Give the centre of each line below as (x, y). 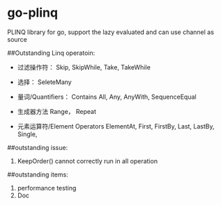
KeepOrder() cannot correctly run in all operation (87, 161)
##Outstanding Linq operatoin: (51, 53)
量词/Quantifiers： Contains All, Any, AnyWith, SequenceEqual (107, 97)
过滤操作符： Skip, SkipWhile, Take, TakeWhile (84, 67)
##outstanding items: (38, 174)
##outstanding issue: (38, 147)
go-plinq (32, 13)
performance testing (47, 188)
